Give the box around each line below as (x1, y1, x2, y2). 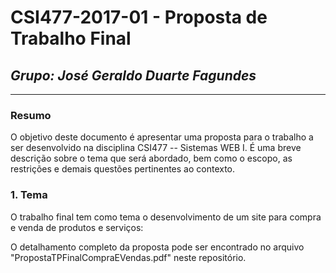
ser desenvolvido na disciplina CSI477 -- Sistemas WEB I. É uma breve (10, 142, 302, 154)
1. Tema (10, 188, 48, 202)
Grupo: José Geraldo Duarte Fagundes (10, 67, 257, 84)
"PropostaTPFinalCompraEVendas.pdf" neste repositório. (10, 251, 247, 263)
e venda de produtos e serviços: (10, 221, 144, 233)
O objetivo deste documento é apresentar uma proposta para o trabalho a (10, 131, 314, 143)
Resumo (10, 108, 52, 122)
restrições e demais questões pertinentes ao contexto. (10, 163, 236, 175)
